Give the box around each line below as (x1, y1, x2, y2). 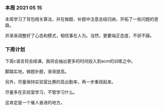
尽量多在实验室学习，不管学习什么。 (5, 89, 78, 95)
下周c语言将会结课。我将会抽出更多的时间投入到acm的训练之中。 (5, 58, 136, 64)
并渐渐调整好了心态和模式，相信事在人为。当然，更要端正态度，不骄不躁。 (5, 33, 154, 38)
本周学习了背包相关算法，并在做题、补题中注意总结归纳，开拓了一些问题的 (5, 16, 154, 22)
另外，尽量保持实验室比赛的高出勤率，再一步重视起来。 (5, 79, 116, 85)
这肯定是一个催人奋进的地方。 (5, 99, 65, 105)
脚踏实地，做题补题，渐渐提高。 (5, 68, 69, 74)
